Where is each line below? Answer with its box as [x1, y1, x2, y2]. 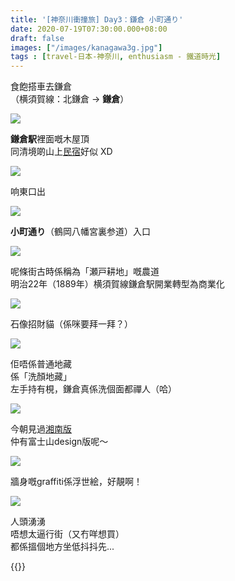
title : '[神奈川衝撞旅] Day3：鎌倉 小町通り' [10, 14, 184, 25]
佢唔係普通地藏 [10, 358, 72, 370]
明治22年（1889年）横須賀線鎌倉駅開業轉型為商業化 [10, 278, 225, 290]
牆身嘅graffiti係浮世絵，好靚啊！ [10, 476, 143, 488]
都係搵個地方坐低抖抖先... [10, 541, 115, 553]
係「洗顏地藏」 [10, 371, 72, 383]
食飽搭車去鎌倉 [10, 81, 72, 93]
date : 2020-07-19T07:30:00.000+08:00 [10, 24, 168, 34]
